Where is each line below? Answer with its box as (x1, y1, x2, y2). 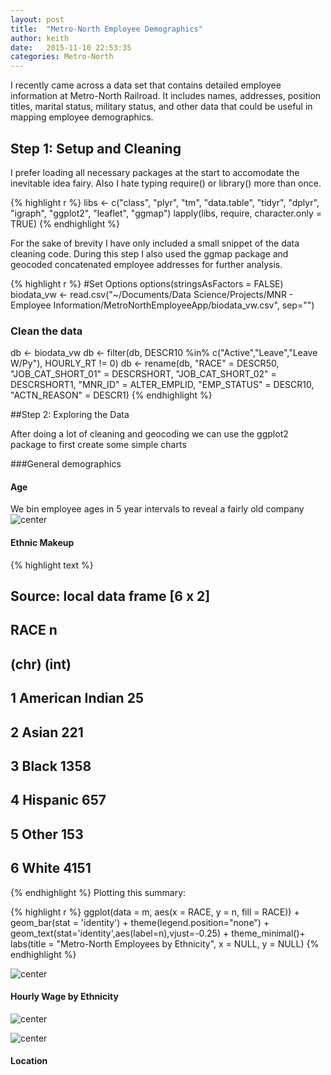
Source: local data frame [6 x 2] (10, 588, 211, 605)
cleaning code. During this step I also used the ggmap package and (10, 247, 289, 260)
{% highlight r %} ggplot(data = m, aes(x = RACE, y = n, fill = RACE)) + (10, 906, 300, 918)
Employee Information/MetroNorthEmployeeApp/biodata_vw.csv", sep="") (10, 299, 315, 311)
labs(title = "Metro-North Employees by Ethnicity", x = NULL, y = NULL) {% (10, 937, 320, 950)
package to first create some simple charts (10, 439, 187, 451)
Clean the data (10, 324, 83, 338)
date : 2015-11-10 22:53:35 (10, 42, 132, 53)
